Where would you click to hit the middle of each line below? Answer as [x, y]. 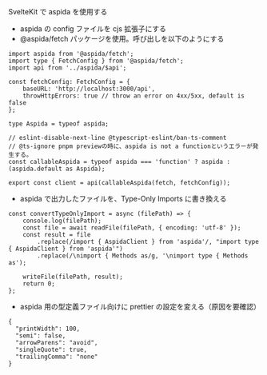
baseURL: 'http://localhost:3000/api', [89, 89]
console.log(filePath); [62, 221]
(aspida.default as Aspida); [57, 169]
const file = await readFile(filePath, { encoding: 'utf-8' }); [132, 228]
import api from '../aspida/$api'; [68, 68]
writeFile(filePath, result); [73, 277]
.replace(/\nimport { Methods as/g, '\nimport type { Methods [143, 256]
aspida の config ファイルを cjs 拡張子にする [93, 29]
